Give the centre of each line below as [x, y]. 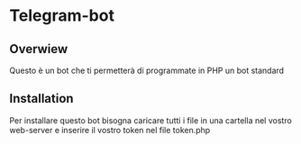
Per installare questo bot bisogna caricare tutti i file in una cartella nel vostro [151, 120]
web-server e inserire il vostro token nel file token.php [110, 130]
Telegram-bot [62, 16]
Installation [41, 99]
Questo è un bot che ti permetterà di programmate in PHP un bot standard [147, 70]
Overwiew [39, 49]
